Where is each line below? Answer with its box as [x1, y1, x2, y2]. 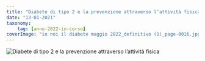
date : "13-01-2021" [6, 14, 56, 21]
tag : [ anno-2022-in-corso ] [17, 25, 86, 32]
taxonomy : [6, 20, 32, 26]
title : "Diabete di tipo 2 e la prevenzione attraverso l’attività [6, 8, 182, 15]
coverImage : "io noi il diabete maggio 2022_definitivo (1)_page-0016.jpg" [6, 31, 203, 37]
